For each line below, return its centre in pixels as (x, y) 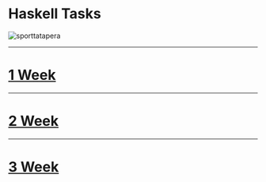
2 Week (34, 121)
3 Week (34, 167)
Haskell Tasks (55, 14)
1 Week (32, 75)
